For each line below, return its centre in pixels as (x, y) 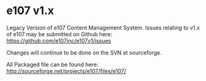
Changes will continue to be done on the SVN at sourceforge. (84, 52)
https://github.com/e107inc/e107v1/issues (59, 40)
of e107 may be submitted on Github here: (59, 34)
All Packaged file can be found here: (52, 64)
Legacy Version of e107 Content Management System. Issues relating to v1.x (103, 28)
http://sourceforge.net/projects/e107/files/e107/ (66, 71)
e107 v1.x (30, 11)
